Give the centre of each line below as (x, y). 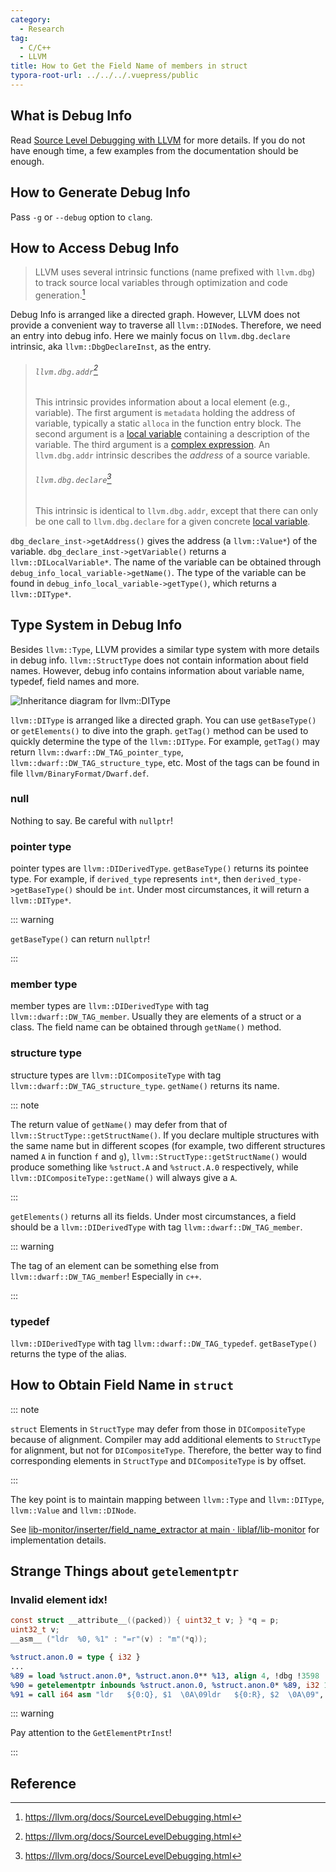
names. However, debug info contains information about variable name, (157, 670)
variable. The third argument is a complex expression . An (152, 444)
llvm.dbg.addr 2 (66, 370)
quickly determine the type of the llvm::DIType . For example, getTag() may (165, 741)
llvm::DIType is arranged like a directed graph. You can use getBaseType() (163, 720)
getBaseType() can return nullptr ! (80, 939)
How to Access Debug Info (95, 247)
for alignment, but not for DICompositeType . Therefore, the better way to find (166, 1450)
